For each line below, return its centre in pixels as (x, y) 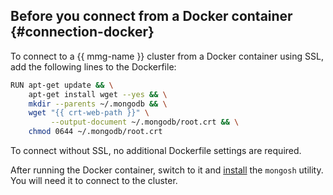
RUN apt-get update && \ (62, 85)
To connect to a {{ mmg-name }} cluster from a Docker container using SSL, (167, 56)
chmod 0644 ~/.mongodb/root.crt (95, 132)
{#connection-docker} (82, 32)
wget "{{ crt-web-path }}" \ (89, 113)
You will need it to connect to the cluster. (94, 181)
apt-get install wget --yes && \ (98, 94)
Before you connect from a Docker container (151, 16)
